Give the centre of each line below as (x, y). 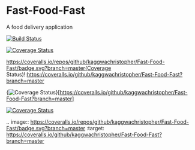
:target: (96, 128)
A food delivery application (40, 27)
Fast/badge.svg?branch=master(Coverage (59, 68)
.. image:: (18, 122)
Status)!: (16, 74)
